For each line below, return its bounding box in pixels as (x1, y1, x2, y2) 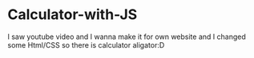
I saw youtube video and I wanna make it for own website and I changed (7, 32, 246, 41)
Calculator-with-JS (7, 6, 138, 24)
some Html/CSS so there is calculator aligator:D (7, 40, 165, 49)
